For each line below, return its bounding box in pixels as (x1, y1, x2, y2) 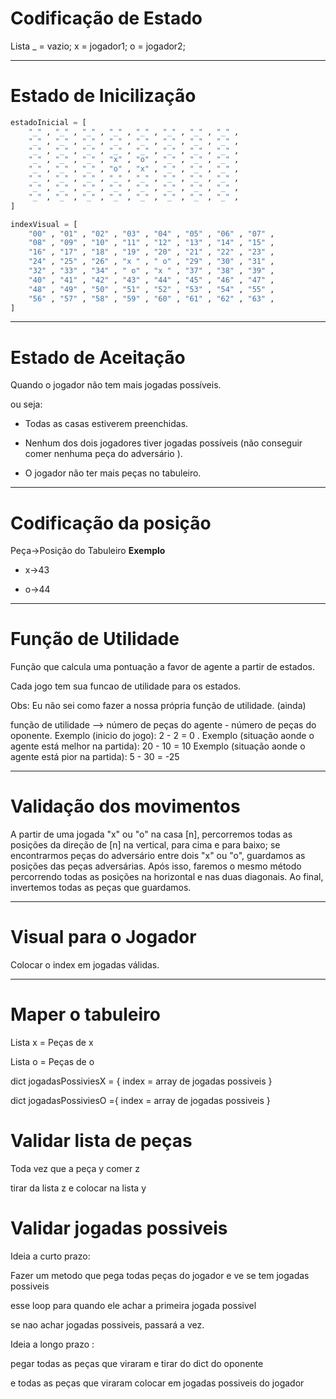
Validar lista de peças (10, 1130, 193, 1152)
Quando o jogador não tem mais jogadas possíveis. (10, 379, 222, 391)
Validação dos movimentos (10, 795, 241, 818)
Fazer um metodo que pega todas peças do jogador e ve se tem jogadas (10, 1269, 310, 1281)
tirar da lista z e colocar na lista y (10, 1182, 147, 1194)
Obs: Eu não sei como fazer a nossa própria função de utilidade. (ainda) (10, 700, 307, 712)
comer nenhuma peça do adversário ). (24, 448, 183, 460)
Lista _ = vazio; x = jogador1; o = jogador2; (10, 40, 186, 52)
